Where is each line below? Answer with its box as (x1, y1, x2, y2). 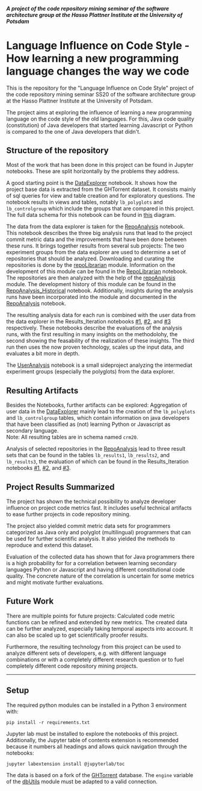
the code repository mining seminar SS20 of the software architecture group (6, 90, 196, 98)
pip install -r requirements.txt (6, 719, 90, 725)
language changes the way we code (6, 64, 189, 78)
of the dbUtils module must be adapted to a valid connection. (6, 778, 158, 785)
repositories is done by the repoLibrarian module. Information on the (6, 261, 176, 269)
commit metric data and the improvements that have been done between (6, 236, 187, 243)
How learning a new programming (6, 51, 179, 65)
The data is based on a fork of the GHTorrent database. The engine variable (6, 771, 194, 778)
